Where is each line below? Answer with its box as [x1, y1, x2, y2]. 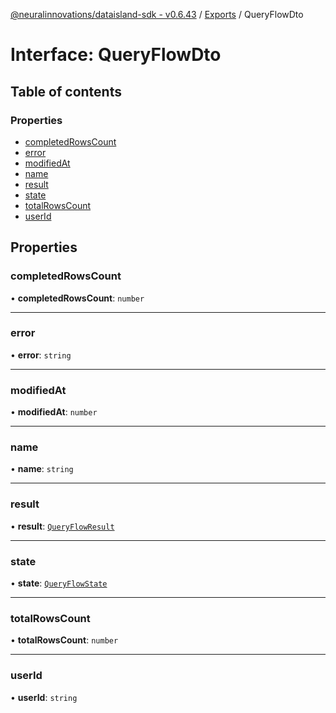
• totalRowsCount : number [10, 634, 119, 646]
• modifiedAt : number [10, 406, 98, 418]
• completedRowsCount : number [10, 292, 145, 304]
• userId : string [10, 691, 78, 703]
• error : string [10, 349, 72, 361]
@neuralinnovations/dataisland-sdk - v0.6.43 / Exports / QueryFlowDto [10, 9, 304, 20]
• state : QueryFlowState [10, 577, 108, 589]
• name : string [10, 463, 74, 475]
